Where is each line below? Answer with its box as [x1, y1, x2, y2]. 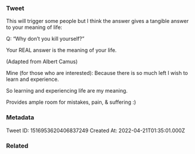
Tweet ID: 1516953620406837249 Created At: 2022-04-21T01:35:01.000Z [6, 127, 185, 134]
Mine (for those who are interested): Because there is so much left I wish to [6, 70, 189, 77]
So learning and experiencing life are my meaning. [6, 87, 128, 94]
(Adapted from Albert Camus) [6, 58, 78, 65]
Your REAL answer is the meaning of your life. [6, 47, 117, 54]
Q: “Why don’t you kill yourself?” [6, 35, 85, 42]
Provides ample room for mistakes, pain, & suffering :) [6, 99, 136, 106]
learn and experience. [6, 76, 59, 83]
